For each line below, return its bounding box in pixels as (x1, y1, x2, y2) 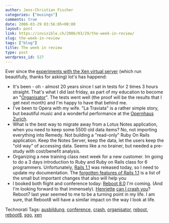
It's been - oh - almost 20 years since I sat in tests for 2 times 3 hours (12, 84, 158, 90)
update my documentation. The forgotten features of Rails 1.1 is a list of (12, 170, 161, 176)
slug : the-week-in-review (5, 36, 60, 41)
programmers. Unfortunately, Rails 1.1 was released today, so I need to (12, 164, 159, 170)
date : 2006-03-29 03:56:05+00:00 (5, 21, 76, 27)
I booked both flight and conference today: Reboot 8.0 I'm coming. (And (12, 180, 163, 187)
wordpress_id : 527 (5, 54, 44, 60)
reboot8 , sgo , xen (5, 212, 42, 218)
